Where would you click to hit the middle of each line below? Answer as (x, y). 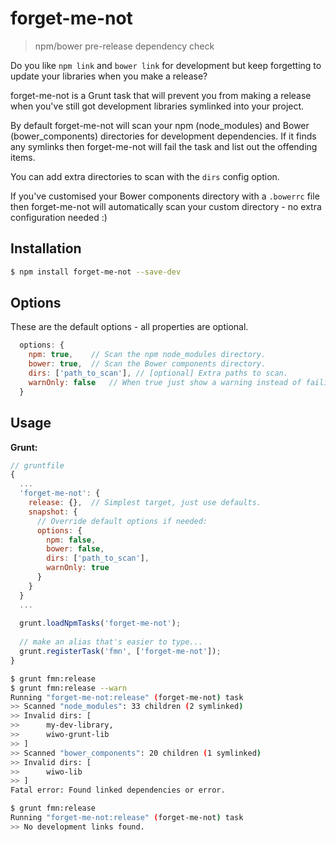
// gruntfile (37, 465)
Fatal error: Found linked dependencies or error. (118, 790)
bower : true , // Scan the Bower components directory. (147, 364)
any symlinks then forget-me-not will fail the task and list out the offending (164, 146)
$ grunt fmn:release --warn (69, 688)
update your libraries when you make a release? (109, 76)
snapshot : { (53, 512)
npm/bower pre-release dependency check (124, 46)
